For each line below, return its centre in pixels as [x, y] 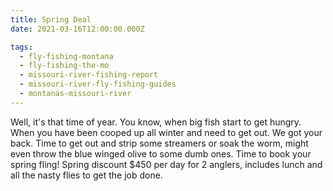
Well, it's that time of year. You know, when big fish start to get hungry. [156, 122]
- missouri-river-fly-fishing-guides [98, 84]
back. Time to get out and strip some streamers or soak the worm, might [159, 143]
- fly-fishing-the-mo [64, 66]
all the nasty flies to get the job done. [86, 175]
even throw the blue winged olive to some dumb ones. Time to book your [161, 153]
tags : [21, 47]
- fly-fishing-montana [66, 56]
